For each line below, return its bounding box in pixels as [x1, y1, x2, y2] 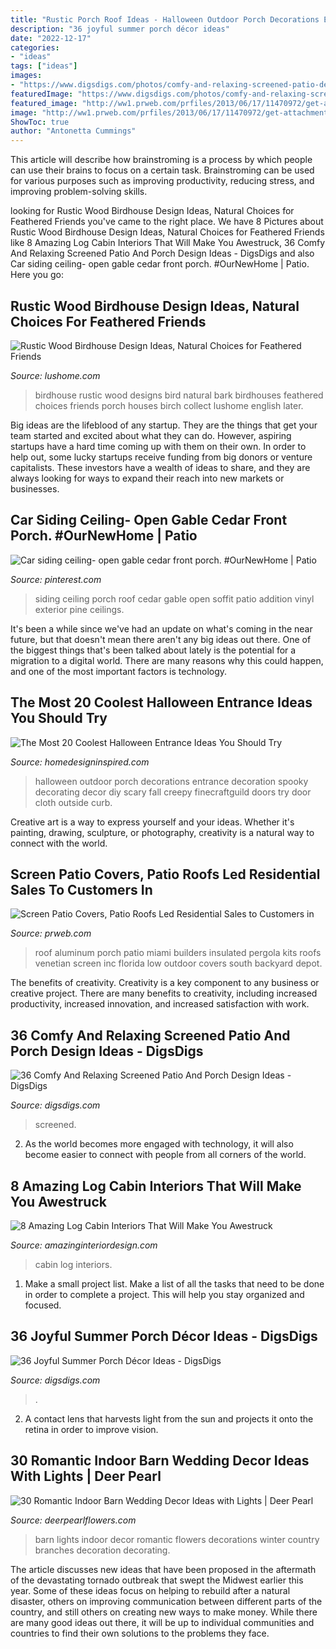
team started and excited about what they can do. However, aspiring [10, 429, 292, 441]
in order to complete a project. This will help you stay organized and [24, 1289, 305, 1300]
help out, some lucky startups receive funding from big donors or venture [10, 451, 313, 463]
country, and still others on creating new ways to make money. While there [10, 1606, 318, 1618]
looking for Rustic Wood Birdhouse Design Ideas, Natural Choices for [10, 205, 295, 217]
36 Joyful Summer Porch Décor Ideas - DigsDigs [10, 1328, 318, 1345]
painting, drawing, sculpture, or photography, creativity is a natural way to [10, 826, 315, 838]
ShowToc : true [10, 117, 70, 127]
